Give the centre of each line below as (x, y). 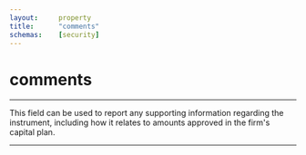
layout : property (51, 18)
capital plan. (32, 132)
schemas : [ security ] (55, 34)
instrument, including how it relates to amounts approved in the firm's (140, 122)
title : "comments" (55, 26)
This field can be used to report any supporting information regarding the (147, 113)
